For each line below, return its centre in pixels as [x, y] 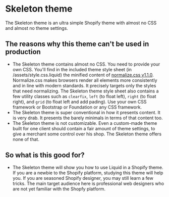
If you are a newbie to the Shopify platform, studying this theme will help [88, 173]
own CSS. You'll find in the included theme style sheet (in [72, 69]
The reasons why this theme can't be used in [77, 44]
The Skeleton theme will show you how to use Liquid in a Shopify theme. [88, 167]
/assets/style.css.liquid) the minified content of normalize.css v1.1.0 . [83, 75]
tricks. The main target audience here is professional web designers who [88, 183]
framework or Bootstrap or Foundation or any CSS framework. [77, 107]
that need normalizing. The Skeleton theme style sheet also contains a [86, 91]
